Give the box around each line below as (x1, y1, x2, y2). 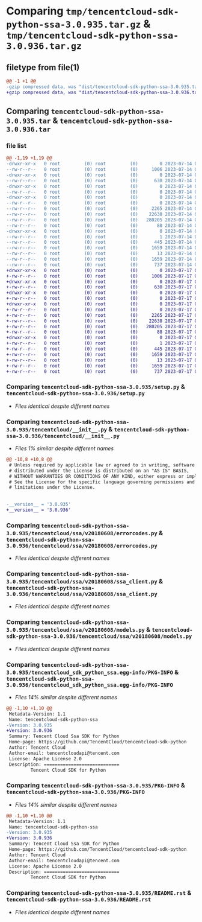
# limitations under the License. (8, 485, 96, 491)
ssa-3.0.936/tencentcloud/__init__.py (6, 433, 120, 439)
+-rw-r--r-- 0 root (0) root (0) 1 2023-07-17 (6, 340, 192, 346)
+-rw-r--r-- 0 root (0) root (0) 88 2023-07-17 (6, 329, 192, 335)
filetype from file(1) (6, 62, 80, 72)
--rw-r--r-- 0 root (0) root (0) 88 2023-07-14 (6, 222, 192, 229)
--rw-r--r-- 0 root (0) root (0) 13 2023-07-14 (6, 250, 192, 257)
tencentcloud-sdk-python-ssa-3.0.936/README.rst (6, 896, 151, 903)
